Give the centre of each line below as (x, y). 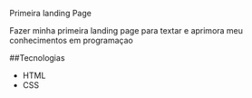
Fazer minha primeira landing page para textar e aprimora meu (126, 30)
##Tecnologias (37, 58)
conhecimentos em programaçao (71, 40)
